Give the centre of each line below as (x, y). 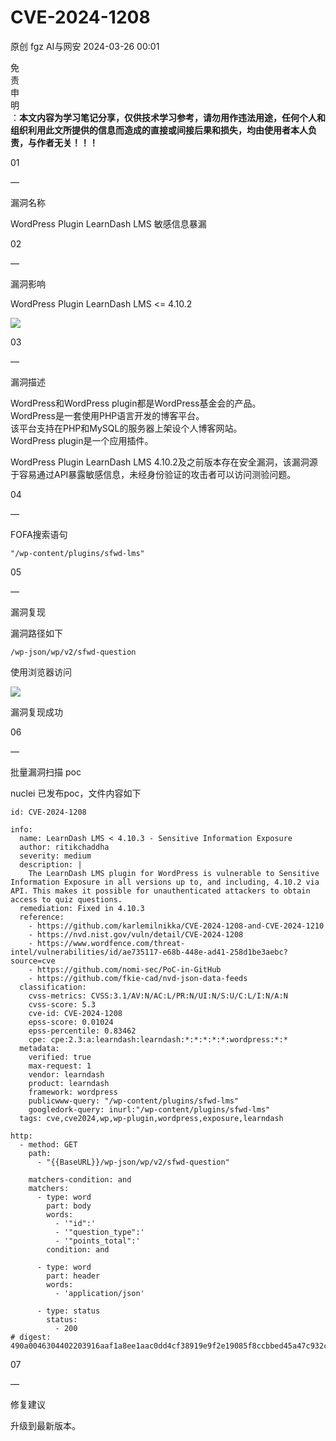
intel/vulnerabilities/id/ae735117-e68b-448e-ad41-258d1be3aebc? (149, 952)
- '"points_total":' (97, 1241)
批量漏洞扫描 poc (46, 772)
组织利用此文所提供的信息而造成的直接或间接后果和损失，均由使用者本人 (159, 130)
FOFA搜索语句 (39, 534)
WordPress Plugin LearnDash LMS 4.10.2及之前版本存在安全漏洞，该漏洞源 (164, 462)
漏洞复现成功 (36, 712)
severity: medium (55, 856)
